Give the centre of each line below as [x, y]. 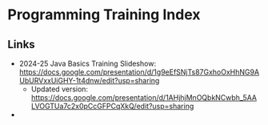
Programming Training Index [104, 15]
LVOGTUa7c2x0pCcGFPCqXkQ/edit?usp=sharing [112, 106]
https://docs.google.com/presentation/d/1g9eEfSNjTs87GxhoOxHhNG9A [139, 72]
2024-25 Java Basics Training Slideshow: [88, 63]
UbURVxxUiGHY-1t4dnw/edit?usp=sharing [89, 81]
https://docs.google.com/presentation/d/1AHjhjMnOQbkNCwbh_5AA [144, 97]
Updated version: [60, 89]
